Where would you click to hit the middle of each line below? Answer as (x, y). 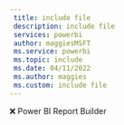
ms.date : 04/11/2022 (52, 69)
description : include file (64, 26)
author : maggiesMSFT (52, 43)
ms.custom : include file (60, 85)
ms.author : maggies (50, 77)
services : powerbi (48, 34)
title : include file (52, 18)
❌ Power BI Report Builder (58, 111)
